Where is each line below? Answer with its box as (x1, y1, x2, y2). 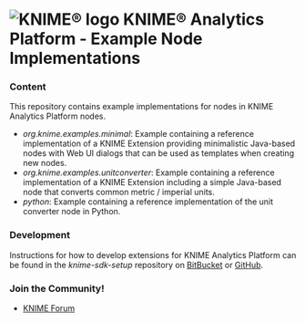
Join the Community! (9, 282, 105, 295)
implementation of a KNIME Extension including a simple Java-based (22, 177, 282, 188)
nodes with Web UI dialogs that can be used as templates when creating (22, 148, 294, 159)
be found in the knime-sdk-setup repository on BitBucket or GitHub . (9, 259, 264, 270)
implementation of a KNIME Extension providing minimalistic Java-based (22, 138, 296, 150)
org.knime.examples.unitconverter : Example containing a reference (22, 167, 275, 178)
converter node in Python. (22, 206, 121, 217)
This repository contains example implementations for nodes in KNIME (9, 101, 274, 112)
